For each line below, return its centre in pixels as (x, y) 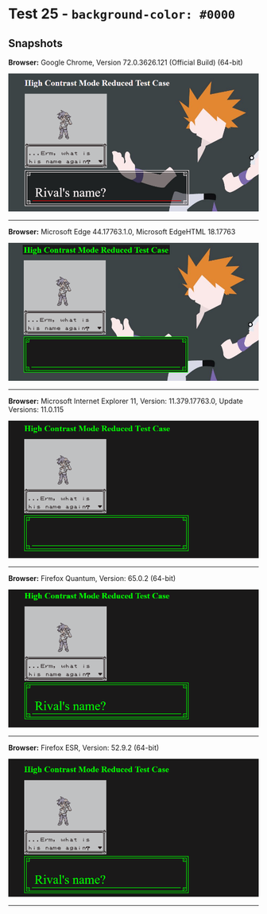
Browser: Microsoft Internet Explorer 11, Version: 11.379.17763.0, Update (126, 401)
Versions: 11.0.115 (36, 409)
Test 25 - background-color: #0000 (122, 14)
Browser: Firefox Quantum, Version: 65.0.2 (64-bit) (92, 579)
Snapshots (36, 43)
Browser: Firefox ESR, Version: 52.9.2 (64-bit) (84, 748)
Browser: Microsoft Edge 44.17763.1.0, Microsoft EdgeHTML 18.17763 (122, 231)
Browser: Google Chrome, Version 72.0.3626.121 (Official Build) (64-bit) (126, 62)
